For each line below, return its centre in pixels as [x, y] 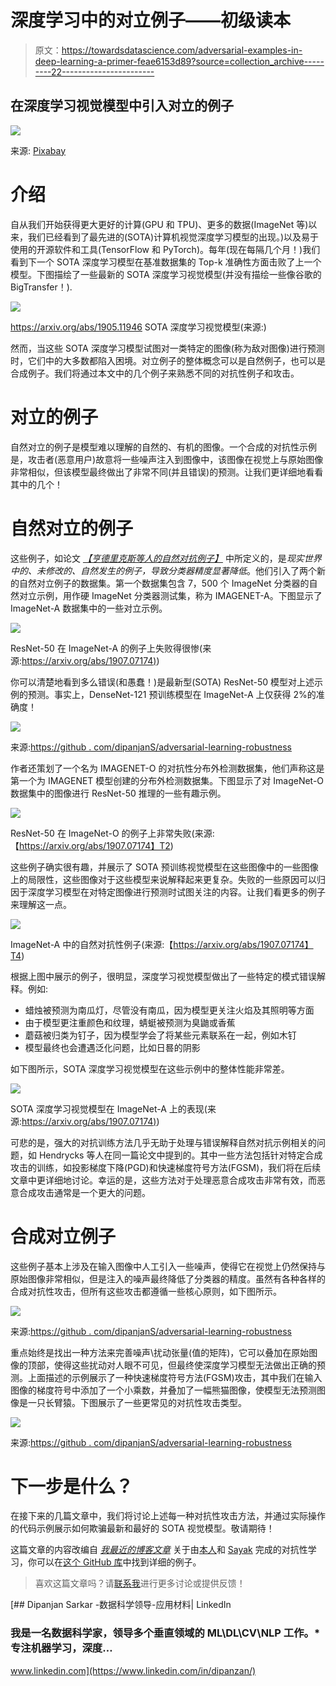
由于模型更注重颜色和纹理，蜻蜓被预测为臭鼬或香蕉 [130, 1022]
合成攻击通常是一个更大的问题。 [84, 1192]
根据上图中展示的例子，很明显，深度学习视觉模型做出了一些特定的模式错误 [163, 976]
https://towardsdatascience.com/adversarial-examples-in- [182, 50]
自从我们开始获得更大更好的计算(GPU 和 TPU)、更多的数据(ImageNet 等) [159, 224]
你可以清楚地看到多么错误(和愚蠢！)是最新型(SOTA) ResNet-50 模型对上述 [162, 682]
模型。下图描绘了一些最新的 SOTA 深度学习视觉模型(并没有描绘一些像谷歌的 [166, 274]
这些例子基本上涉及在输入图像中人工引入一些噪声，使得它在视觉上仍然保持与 [168, 1266]
